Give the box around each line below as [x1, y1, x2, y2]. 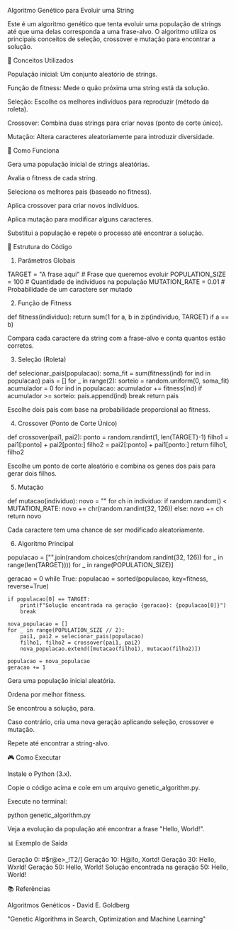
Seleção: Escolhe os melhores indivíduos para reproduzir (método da [7, 97, 209, 106]
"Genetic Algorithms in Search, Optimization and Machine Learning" [7, 915, 206, 923]
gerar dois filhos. [7, 469, 57, 478]
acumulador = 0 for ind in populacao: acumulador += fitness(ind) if [7, 384, 203, 393]
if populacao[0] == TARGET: [7, 596, 91, 603]
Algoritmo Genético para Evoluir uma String [7, 6, 135, 14]
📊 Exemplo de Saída [7, 839, 68, 847]
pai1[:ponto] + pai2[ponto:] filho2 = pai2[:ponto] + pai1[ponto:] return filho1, [7, 440, 227, 449]
